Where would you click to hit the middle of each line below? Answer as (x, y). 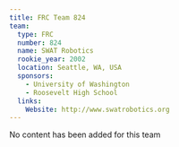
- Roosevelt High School (72, 92)
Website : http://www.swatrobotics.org (98, 109)
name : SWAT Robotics (55, 51)
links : (30, 101)
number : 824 (40, 43)
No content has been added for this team (85, 134)
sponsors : (35, 76)
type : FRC (35, 34)
